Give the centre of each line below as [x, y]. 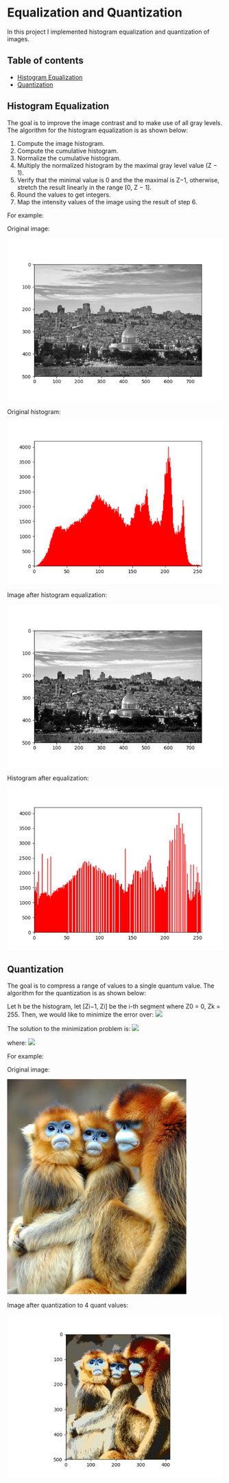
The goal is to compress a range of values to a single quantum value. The [111, 986]
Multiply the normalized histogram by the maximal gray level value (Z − [117, 165]
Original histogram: [34, 411]
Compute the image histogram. [61, 143]
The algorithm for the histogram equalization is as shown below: [98, 130]
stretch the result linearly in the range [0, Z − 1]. [84, 187]
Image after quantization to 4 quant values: [68, 1306]
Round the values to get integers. [64, 195]
